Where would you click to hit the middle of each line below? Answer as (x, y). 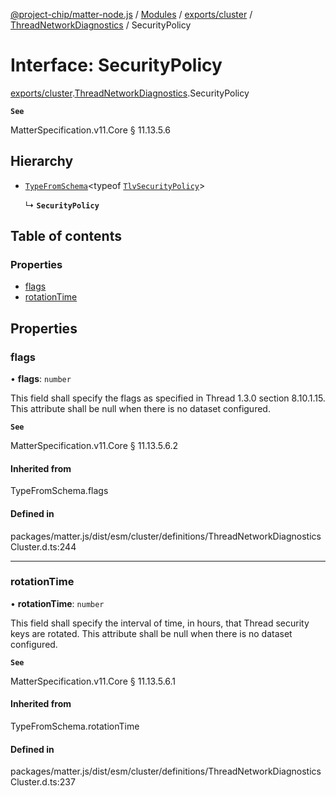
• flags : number (41, 379)
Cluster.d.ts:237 (43, 782)
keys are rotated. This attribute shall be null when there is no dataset (151, 633)
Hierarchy (42, 161)
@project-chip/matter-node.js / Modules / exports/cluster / (131, 14)
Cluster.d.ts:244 (43, 546)
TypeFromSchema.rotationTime (75, 726)
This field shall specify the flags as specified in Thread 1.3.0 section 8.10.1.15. (168, 398)
